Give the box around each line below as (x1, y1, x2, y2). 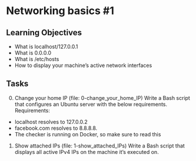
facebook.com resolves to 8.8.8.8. (14, 125, 98, 132)
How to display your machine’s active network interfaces (14, 62, 152, 69)
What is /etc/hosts (14, 56, 59, 62)
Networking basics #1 (6, 4, 115, 18)
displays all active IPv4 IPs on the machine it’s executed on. (14, 148, 159, 155)
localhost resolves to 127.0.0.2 (14, 118, 88, 125)
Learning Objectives (6, 28, 82, 38)
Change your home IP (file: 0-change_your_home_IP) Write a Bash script (14, 94, 190, 101)
